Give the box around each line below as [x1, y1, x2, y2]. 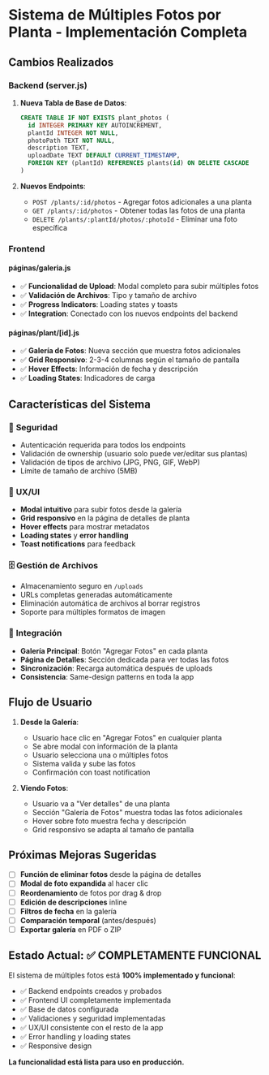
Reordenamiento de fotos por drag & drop [19, 887, 162, 898]
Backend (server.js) [8, 80, 88, 91]
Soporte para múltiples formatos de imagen [19, 607, 166, 617]
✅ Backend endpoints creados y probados [19, 986, 162, 995]
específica [32, 222, 67, 232]
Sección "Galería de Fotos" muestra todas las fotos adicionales [32, 807, 243, 817]
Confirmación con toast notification [32, 767, 151, 777]
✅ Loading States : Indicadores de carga [19, 373, 156, 383]
